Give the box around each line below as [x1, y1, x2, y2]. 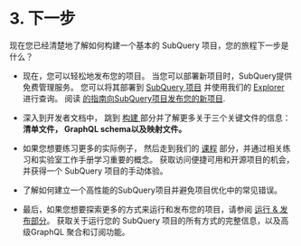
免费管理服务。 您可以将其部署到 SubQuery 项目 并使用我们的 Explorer [22, 81, 285, 92]
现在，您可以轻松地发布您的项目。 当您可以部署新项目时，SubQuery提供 [22, 70, 293, 81]
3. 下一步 [9, 8, 76, 29]
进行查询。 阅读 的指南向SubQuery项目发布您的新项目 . [22, 92, 226, 104]
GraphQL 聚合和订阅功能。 [30, 226, 130, 237]
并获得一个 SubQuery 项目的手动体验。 [22, 165, 169, 176]
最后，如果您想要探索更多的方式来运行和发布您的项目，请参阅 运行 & [22, 203, 278, 214]
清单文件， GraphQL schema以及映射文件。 [22, 123, 187, 134]
